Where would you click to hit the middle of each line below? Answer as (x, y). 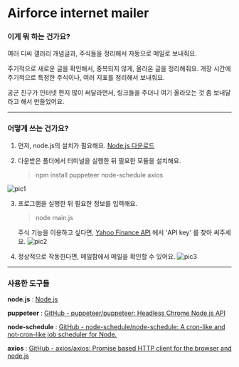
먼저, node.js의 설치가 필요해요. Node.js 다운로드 (86, 145)
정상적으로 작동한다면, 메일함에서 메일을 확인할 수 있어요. (96, 256)
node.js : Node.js (33, 299)
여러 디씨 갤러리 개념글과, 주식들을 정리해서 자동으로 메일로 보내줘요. (102, 53)
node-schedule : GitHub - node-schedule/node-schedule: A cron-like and (116, 327)
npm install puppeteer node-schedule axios (99, 175)
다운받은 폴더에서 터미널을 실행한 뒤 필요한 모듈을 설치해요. (99, 160)
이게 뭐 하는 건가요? (39, 37)
